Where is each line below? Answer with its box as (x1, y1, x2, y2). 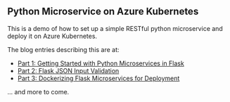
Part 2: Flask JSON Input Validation (17, 66, 120, 75)
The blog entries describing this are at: (7, 45, 120, 53)
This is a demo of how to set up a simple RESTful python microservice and (7, 24, 223, 32)
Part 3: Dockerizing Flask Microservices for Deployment (17, 74, 180, 82)
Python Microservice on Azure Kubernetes (7, 6, 199, 18)
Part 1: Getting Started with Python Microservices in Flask (17, 59, 184, 68)
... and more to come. (7, 87, 70, 96)
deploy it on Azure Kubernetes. (7, 32, 97, 40)
